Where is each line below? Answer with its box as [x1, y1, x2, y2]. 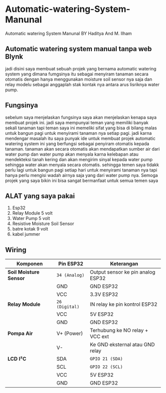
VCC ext [89, 333, 109, 340]
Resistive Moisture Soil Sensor [12, 221, 74, 226]
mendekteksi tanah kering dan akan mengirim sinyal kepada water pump [5, 156, 153, 162]
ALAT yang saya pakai [5, 192, 75, 200]
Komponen [16, 260, 43, 267]
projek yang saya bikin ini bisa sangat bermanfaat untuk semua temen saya [5, 177, 158, 183]
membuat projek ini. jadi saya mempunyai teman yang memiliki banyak [5, 119, 149, 125]
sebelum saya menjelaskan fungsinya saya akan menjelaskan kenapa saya [5, 114, 157, 120]
